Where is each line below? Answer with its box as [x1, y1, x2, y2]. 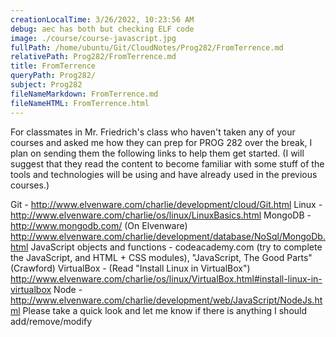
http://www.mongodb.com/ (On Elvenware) [10, 219, 188, 231]
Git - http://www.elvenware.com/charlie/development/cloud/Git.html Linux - [10, 198, 323, 210]
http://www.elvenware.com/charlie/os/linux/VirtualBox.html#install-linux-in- [10, 272, 323, 285]
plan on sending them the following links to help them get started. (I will [10, 147, 305, 159]
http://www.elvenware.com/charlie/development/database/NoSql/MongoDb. [10, 230, 326, 242]
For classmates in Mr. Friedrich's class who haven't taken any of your [10, 126, 296, 138]
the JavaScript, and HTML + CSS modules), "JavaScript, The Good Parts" [10, 251, 313, 263]
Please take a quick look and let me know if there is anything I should [22, 304, 308, 316]
